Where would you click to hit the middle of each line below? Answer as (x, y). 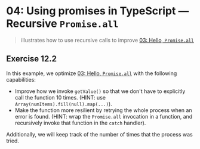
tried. (13, 141)
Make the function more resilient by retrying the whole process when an (103, 110)
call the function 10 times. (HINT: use (60, 97)
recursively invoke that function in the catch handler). (80, 123)
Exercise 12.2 (31, 59)
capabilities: (21, 79)
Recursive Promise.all (62, 24)
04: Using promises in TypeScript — (98, 11)
